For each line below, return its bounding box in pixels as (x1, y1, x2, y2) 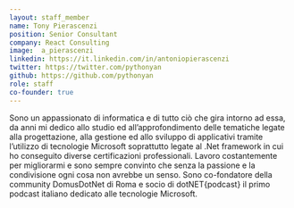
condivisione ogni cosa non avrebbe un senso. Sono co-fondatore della (9, 169, 273, 179)
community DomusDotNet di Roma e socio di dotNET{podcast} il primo (9, 179, 271, 189)
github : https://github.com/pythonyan (9, 71, 154, 80)
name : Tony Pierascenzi (9, 21, 98, 30)
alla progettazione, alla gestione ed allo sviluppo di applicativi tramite (9, 131, 264, 142)
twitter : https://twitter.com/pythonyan (9, 63, 163, 72)
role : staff (9, 79, 54, 88)
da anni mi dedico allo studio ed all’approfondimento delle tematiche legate (9, 121, 286, 132)
